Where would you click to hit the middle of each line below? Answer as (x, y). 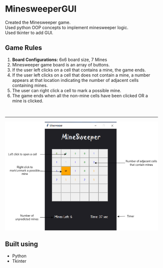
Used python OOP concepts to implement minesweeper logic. (67, 27)
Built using (22, 244)
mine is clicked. (28, 101)
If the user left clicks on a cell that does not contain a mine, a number (81, 75)
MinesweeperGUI (41, 9)
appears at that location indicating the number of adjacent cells (75, 80)
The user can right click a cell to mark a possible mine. (66, 90)
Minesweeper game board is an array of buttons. (61, 64)
